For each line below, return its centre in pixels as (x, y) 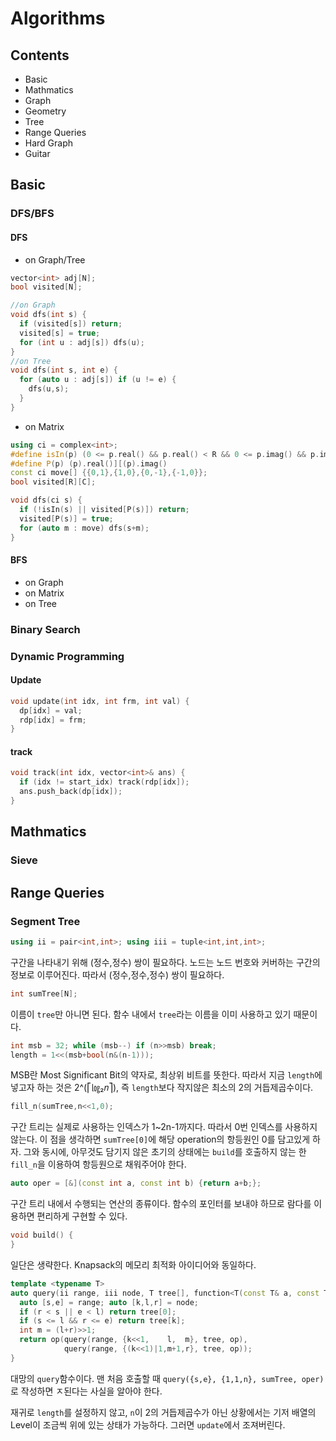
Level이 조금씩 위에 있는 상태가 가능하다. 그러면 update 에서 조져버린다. (148, 1424)
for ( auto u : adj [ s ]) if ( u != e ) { (98, 380)
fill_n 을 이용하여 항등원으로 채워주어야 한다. (98, 1164)
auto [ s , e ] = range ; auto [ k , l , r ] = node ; (109, 1302)
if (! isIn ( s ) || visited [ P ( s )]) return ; (104, 510)
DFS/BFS (32, 214)
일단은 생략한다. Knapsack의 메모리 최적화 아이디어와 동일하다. (133, 1264)
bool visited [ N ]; (46, 287)
